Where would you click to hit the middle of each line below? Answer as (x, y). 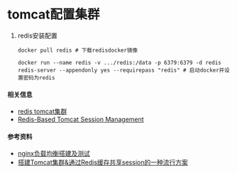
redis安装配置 (38, 35)
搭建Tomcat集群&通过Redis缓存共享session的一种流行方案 (103, 162)
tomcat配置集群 (54, 15)
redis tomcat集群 (42, 111)
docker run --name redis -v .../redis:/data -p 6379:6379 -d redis (119, 62)
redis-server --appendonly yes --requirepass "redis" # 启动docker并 (121, 70)
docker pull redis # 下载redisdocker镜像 (78, 50)
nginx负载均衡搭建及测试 (54, 154)
